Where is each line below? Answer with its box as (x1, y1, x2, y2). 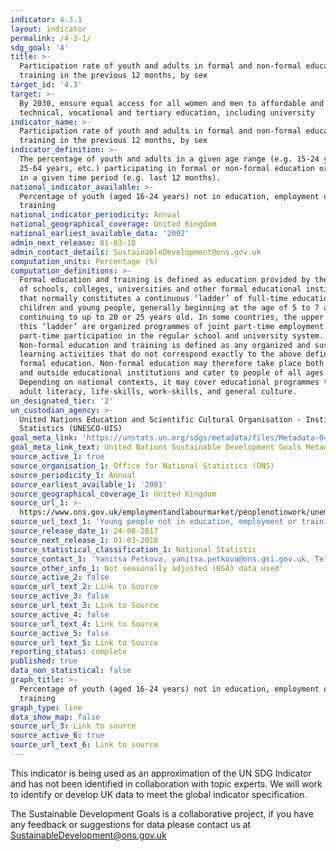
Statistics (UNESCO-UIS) (19, 424, 123, 434)
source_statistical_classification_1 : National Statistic (10, 544, 257, 555)
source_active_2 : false (10, 572, 110, 583)
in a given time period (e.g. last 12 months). (19, 172, 222, 183)
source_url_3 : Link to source (10, 721, 137, 731)
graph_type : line (10, 702, 83, 713)
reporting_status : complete (10, 647, 128, 657)
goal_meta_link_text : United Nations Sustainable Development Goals (10, 442, 302, 453)
